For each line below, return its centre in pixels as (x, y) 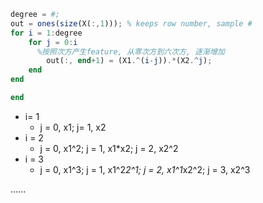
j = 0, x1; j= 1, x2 (73, 127)
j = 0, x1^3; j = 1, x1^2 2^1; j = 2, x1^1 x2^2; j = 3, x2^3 (145, 169)
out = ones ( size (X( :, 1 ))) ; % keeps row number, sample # (131, 23)
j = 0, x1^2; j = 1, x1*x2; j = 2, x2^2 (109, 148)
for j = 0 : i (53, 42)
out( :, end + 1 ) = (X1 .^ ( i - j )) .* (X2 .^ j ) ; (129, 61)
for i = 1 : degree (46, 33)
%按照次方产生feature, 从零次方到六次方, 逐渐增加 (130, 51)
